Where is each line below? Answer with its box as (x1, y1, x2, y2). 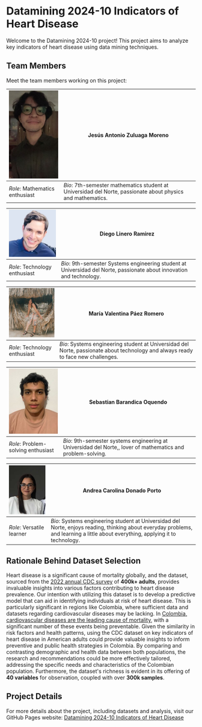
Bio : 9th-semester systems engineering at (63, 437, 168, 444)
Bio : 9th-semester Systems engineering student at (61, 260, 186, 267)
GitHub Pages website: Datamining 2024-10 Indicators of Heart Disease (6, 714, 185, 721)
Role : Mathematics (8, 185, 55, 192)
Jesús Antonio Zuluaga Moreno (88, 131, 169, 139)
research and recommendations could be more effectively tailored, (6, 655, 171, 662)
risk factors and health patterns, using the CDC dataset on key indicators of (6, 629, 194, 637)
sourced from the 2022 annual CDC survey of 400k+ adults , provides (6, 578, 180, 585)
